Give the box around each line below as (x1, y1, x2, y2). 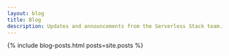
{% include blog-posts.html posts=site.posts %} (7, 42, 144, 50)
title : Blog (7, 16, 41, 23)
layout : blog (7, 10, 45, 17)
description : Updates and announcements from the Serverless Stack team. (7, 23, 223, 29)
